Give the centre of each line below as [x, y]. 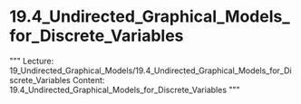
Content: [88, 80]
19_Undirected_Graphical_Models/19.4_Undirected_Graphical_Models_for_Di [150, 71]
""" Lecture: [32, 61]
